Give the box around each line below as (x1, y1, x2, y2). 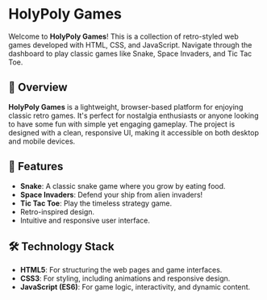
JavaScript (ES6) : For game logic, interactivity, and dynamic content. (19, 282, 251, 292)
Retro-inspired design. (19, 206, 95, 216)
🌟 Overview (8, 81, 68, 94)
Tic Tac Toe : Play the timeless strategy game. (19, 198, 173, 208)
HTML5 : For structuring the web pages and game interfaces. (19, 265, 223, 275)
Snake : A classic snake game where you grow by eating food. (19, 181, 226, 190)
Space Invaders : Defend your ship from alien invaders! (19, 190, 203, 199)
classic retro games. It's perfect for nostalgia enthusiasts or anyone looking (8, 110, 259, 120)
